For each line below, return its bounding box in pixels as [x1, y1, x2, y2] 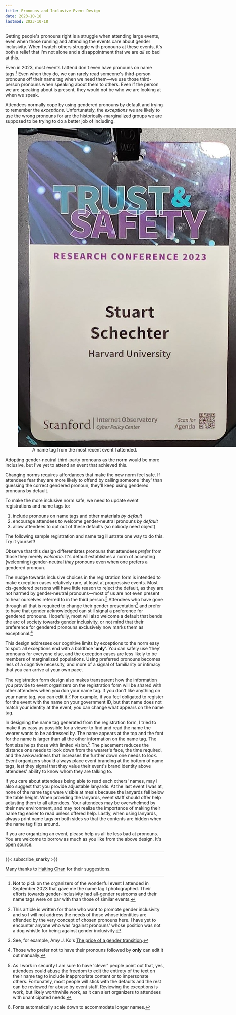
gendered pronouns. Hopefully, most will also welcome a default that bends [5, 613, 162, 619]
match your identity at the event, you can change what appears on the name [5, 704, 164, 710]
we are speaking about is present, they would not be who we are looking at [5, 87, 161, 93]
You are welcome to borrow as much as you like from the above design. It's [5, 836, 162, 842]
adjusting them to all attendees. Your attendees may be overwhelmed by [5, 800, 156, 806]
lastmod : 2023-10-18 [5, 19, 49, 24]
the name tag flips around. [5, 821, 60, 827]
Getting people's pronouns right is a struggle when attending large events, [5, 33, 160, 39]
